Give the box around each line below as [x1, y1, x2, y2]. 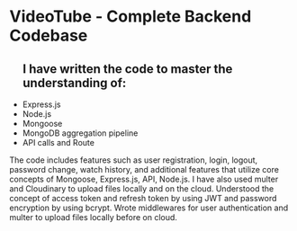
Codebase [9, 25, 88, 46]
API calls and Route [22, 138, 94, 147]
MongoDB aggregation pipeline [22, 128, 139, 138]
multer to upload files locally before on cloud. [9, 212, 178, 222]
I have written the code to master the [22, 61, 233, 76]
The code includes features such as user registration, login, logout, [9, 155, 258, 165]
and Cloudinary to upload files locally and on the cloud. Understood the [9, 183, 274, 194]
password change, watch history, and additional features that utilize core [9, 164, 279, 174]
